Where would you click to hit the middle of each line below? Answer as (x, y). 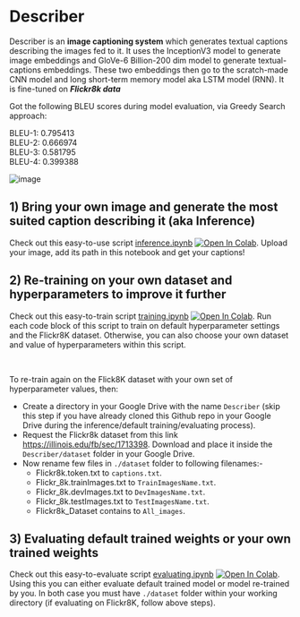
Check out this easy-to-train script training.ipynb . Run (140, 316)
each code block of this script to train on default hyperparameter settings (145, 325)
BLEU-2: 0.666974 (43, 142)
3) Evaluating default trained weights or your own (150, 539)
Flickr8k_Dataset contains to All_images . (110, 510)
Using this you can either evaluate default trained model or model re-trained (150, 584)
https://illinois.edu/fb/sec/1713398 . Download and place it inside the (147, 444)
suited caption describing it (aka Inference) (132, 221)
